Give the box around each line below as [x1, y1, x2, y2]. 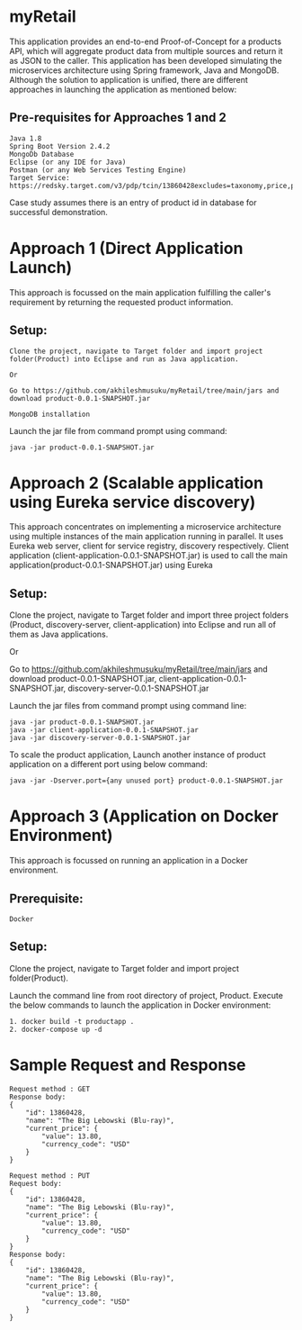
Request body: [9, 1179, 63, 1188]
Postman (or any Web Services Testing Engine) [9, 165, 187, 175]
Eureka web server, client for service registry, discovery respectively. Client [9, 540, 289, 551]
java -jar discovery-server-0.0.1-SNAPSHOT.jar [9, 734, 191, 743]
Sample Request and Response [9, 1055, 246, 1075]
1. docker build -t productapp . [9, 1017, 135, 1026]
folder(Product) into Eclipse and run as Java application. [9, 354, 240, 364]
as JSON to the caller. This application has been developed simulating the [9, 55, 282, 66]
